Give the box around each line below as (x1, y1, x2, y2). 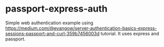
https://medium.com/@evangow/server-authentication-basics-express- (5, 25, 157, 31)
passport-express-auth (5, 3, 108, 15)
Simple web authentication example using (5, 20, 94, 26)
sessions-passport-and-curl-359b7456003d (5, 30, 100, 36)
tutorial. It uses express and (100, 30, 159, 36)
